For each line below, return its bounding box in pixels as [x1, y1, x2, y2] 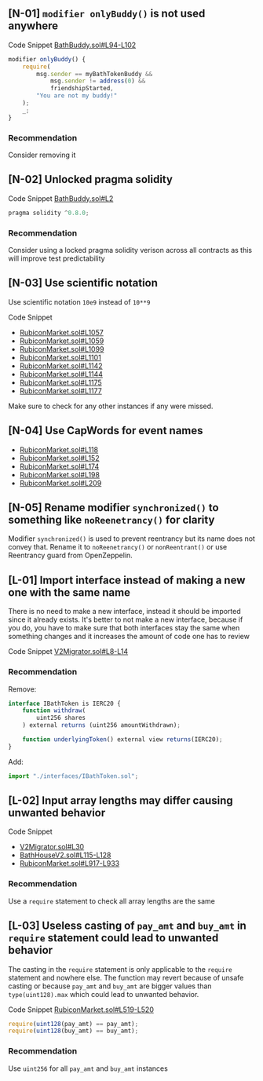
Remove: [8, 684, 37, 694]
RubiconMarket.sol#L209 [19, 478, 102, 488]
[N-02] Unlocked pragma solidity [8, 173, 173, 186]
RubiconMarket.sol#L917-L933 [19, 859, 120, 868]
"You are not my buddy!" [36, 92, 118, 100]
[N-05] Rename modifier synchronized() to [8, 501, 219, 514]
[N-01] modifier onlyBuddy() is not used [8, 7, 206, 20]
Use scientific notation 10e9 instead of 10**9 [8, 297, 151, 306]
